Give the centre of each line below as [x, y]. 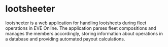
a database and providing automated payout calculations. [65, 39]
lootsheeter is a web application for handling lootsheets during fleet [76, 23]
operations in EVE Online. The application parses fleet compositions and [81, 28]
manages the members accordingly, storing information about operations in [84, 33]
